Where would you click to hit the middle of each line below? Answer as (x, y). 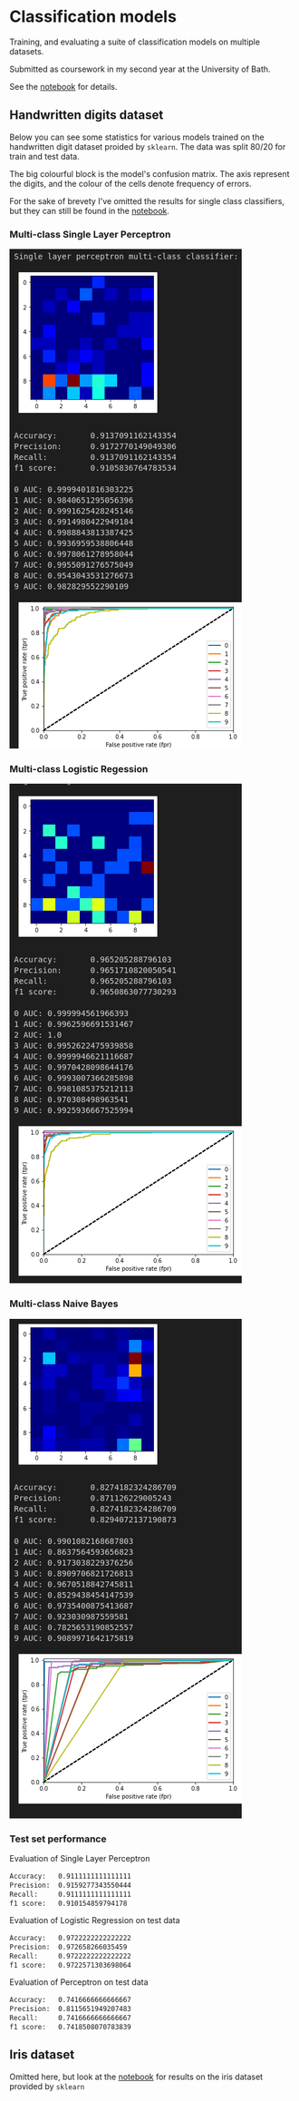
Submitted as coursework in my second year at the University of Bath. (140, 69)
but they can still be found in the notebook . (90, 210)
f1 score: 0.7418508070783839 (70, 2027)
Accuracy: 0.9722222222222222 (70, 1938)
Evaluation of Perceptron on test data (79, 1982)
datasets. (27, 51)
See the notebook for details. (63, 86)
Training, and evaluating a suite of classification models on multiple (135, 42)
